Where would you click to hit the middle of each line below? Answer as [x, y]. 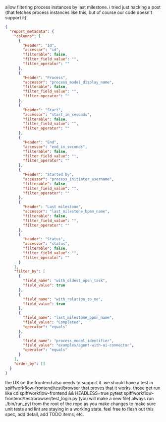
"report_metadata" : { [32, 31]
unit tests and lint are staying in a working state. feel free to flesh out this [79, 409]
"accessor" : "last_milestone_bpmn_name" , [66, 211]
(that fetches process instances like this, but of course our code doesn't [79, 12]
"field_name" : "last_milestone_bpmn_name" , [68, 318]
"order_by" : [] [30, 364]
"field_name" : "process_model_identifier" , [68, 341]
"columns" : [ [28, 36]
